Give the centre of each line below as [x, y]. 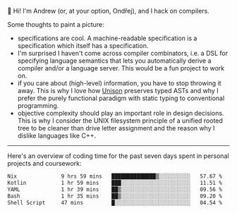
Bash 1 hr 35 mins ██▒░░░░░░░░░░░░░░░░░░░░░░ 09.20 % [115, 196]
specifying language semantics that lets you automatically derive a [114, 61]
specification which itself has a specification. [83, 45]
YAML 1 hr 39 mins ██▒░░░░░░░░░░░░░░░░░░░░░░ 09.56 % [115, 189]
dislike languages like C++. [57, 135]
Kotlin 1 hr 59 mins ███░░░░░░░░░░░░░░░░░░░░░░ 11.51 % [115, 183]
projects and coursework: [45, 163]
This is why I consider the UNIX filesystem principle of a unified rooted [120, 121]
